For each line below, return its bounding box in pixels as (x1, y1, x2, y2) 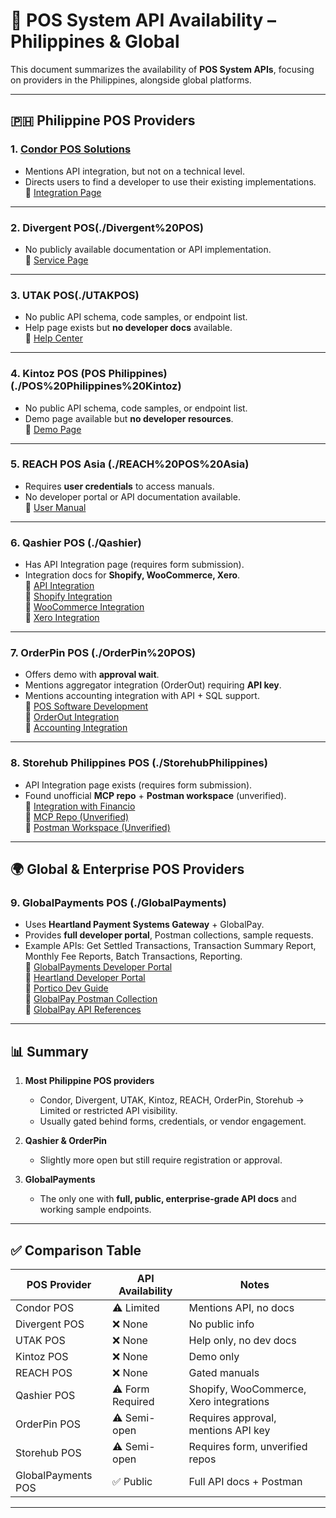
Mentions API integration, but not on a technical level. (24, 165, 246, 177)
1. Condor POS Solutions (10, 142, 132, 156)
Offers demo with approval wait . (24, 669, 160, 681)
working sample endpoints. (39, 1204, 152, 1216)
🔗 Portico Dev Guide (24, 982, 109, 994)
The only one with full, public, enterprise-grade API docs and (39, 1193, 297, 1205)
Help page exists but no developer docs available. (24, 322, 233, 334)
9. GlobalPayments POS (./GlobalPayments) (10, 896, 227, 910)
